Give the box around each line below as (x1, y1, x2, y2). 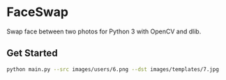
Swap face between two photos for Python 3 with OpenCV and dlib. (6, 27, 202, 35)
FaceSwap (6, 4, 69, 20)
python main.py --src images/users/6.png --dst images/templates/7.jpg (6, 65, 219, 73)
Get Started (6, 47, 58, 59)
